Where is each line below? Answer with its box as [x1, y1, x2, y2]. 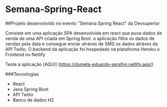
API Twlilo [12, 91, 34, 97]
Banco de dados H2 [12, 97, 54, 103]
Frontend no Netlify [5, 51, 45, 58]
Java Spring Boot [12, 86, 49, 92]
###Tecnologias [5, 71, 39, 77]
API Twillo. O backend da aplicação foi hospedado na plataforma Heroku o [5, 46, 160, 52]
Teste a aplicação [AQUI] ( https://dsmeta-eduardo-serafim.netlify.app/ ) [5, 61, 154, 67]
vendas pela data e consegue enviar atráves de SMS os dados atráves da [5, 40, 158, 46]
